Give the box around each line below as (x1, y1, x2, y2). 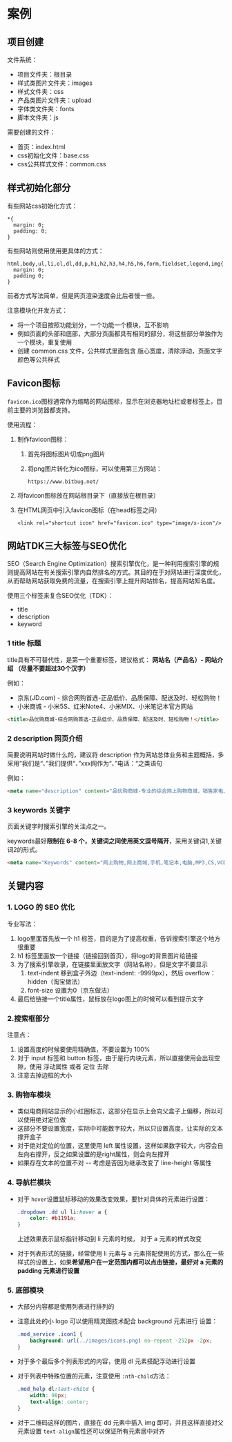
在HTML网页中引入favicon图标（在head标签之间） (17, 505, 161, 514)
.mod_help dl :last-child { (17, 1385, 95, 1393)
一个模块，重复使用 (17, 338, 72, 346)
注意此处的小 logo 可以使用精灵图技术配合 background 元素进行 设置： (17, 1317, 218, 1325)
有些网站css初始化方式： (7, 202, 78, 210)
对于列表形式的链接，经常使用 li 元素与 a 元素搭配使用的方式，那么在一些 (17, 1249, 224, 1258)
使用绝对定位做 (23, 1115, 66, 1124)
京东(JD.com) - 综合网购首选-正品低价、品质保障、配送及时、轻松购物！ (17, 693, 222, 701)
